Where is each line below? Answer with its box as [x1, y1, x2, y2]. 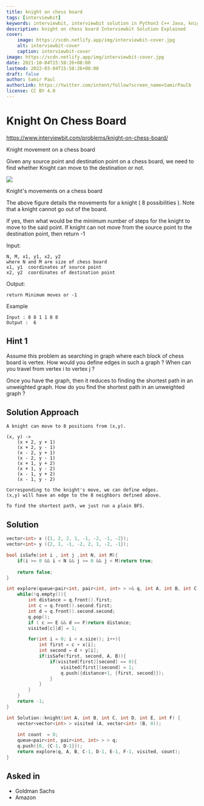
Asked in [6, 771, 41, 782]
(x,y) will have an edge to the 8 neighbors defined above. [6, 492, 162, 498]
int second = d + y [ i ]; [38, 648, 99, 654]
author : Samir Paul [6, 76, 56, 83]
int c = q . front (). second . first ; [28, 603, 113, 609]
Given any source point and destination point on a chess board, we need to [6, 157, 194, 164]
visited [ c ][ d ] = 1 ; [28, 625, 78, 631]
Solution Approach [6, 407, 79, 418]
